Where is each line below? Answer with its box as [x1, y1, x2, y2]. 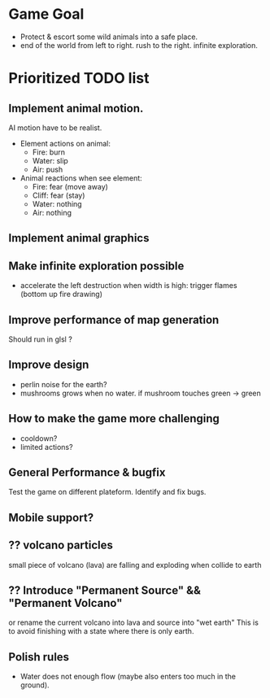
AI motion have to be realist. [8, 123, 102, 133]
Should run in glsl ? [8, 334, 73, 344]
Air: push [32, 164, 63, 174]
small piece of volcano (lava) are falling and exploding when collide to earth [8, 560, 262, 569]
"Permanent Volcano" [8, 595, 123, 610]
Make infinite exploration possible [8, 259, 185, 273]
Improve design [8, 358, 89, 372]
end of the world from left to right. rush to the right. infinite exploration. [20, 40, 258, 50]
